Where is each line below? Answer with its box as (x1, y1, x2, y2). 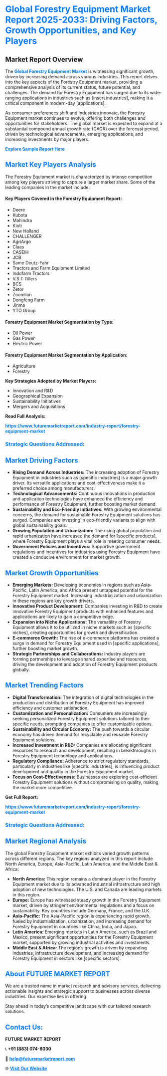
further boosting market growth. (12, 645, 79, 651)
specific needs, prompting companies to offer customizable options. (12, 721, 153, 727)
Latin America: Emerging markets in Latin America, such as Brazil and (12, 929, 157, 935)
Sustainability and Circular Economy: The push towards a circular (12, 726, 150, 732)
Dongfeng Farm (12, 297, 45, 303)
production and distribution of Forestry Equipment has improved (12, 699, 145, 705)
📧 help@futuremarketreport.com (5, 1056, 75, 1062)
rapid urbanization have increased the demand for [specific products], (12, 533, 157, 539)
